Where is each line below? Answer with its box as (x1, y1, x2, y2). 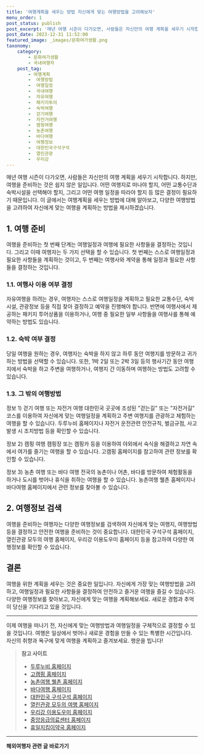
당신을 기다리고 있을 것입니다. (12, 603, 83, 610)
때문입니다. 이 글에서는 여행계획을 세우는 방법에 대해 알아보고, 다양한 (12, 196, 175, 204)
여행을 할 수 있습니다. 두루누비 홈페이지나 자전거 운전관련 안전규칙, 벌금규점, (6, 420, 186, 427)
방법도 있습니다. (22, 318, 60, 326)
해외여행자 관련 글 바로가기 (6, 742, 69, 750)
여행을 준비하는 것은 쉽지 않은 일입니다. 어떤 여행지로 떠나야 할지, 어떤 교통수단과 (6, 181, 197, 189)
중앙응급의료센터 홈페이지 (30, 716, 91, 723)
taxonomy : (6, 43, 32, 49)
